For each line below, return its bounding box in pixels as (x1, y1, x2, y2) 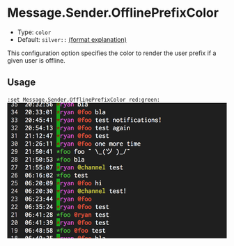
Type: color (17, 28, 52, 36)
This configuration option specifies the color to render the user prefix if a (7, 49, 217, 57)
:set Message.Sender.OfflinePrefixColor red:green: (7, 96, 160, 103)
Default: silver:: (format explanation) (17, 35, 127, 43)
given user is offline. (7, 56, 66, 64)
